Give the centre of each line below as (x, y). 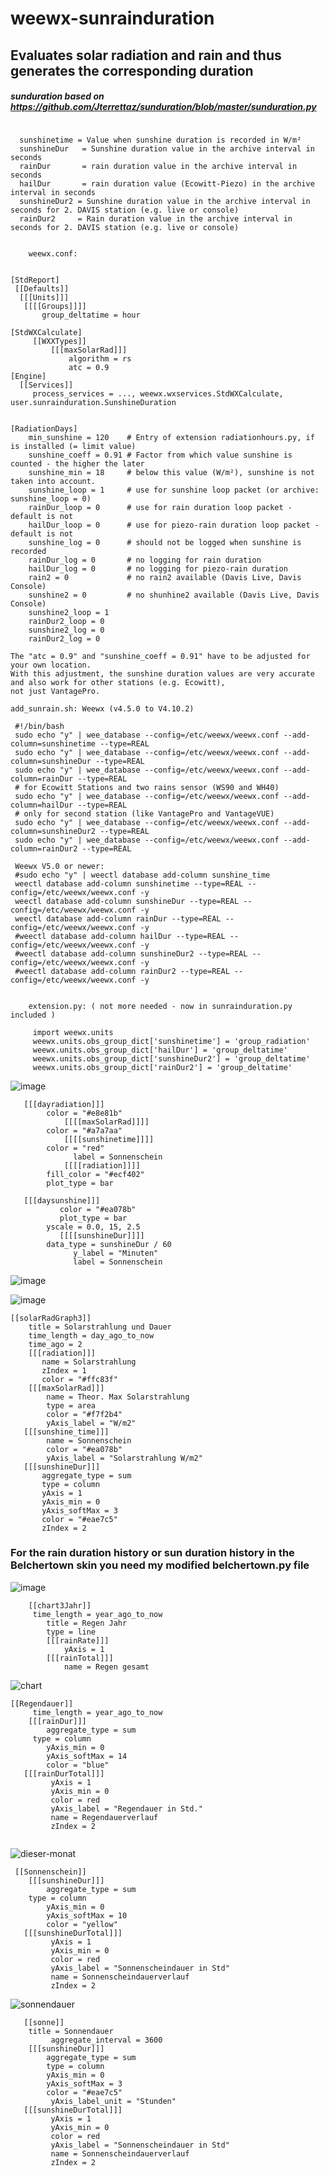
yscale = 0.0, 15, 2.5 (93, 1227)
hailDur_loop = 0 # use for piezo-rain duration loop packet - (174, 525)
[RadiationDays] (44, 428)
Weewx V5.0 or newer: (59, 866)
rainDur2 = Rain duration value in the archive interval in (156, 218)
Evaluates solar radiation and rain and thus (146, 55)
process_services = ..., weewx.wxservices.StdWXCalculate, (158, 393)
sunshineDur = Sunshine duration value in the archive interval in (167, 148)
